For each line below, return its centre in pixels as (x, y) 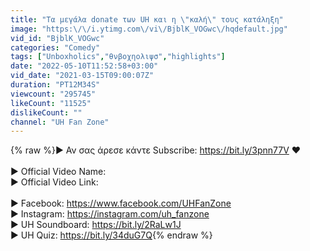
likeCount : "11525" (51, 103)
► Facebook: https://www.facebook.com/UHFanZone (121, 203)
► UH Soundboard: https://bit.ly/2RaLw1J (96, 225)
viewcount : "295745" (53, 94)
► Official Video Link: (54, 182)
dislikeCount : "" (46, 112)
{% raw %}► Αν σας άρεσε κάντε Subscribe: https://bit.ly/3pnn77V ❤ (156, 150)
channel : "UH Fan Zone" (60, 122)
